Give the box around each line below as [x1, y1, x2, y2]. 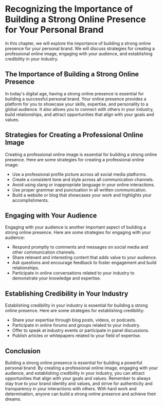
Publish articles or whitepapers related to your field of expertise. [12, 333, 141, 339]
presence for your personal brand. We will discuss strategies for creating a [5, 45, 155, 51]
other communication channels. [12, 249, 76, 255]
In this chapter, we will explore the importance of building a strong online [5, 40, 151, 46]
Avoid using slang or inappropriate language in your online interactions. [12, 182, 155, 188]
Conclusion [5, 347, 41, 355]
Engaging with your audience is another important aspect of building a [5, 224, 146, 230]
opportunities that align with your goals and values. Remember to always [5, 375, 151, 381]
